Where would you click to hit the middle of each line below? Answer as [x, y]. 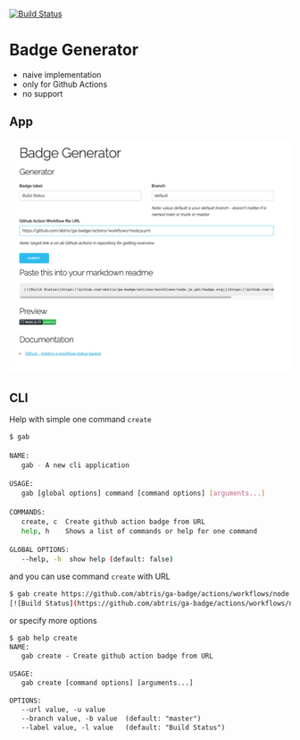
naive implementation [62, 74]
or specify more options [53, 620]
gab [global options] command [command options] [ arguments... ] [143, 493]
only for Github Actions [65, 84]
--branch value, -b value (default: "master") [111, 719]
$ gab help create [43, 638]
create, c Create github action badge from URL [113, 522]
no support [42, 93]
